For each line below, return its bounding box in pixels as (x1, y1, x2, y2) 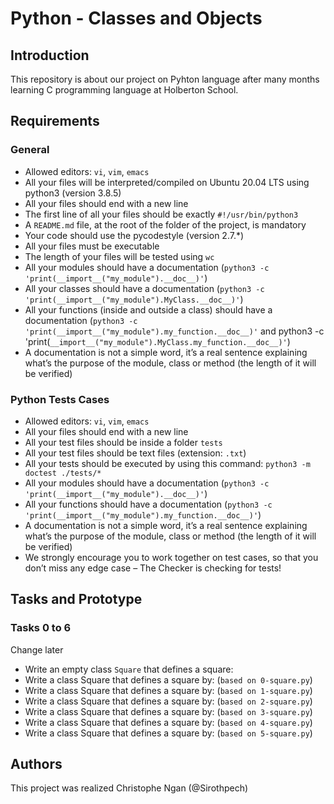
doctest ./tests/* (24, 468, 102, 478)
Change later (10, 643, 64, 656)
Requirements (10, 113, 100, 130)
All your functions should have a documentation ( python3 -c (24, 498, 273, 510)
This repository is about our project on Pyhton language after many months (10, 73, 320, 85)
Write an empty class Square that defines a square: (24, 663, 234, 675)
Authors (10, 756, 63, 773)
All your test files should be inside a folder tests (24, 436, 223, 448)
